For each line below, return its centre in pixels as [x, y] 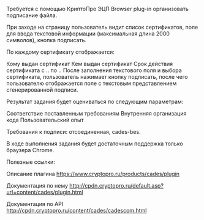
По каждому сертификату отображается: [60, 52]
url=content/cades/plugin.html [45, 192]
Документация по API [35, 204]
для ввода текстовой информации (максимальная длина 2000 [88, 34]
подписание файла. [32, 15]
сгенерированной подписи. [42, 90]
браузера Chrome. [30, 150]
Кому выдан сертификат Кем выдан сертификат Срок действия [90, 64]
